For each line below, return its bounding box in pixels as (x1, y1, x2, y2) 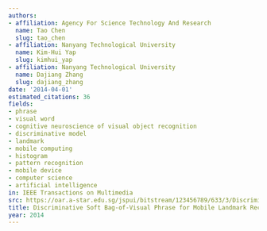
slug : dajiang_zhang (15, 78, 83, 86)
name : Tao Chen (15, 26, 66, 34)
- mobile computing (8, 144, 73, 152)
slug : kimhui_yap (15, 56, 73, 64)
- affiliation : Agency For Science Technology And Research (8, 19, 212, 27)
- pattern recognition (8, 160, 83, 167)
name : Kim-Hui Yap (15, 48, 77, 56)
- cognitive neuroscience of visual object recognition (8, 122, 197, 130)
